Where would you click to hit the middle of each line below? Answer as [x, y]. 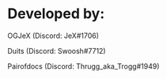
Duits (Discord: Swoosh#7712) [57, 51]
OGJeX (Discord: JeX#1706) [53, 36]
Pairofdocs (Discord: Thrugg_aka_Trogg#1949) [83, 66]
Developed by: [56, 14]
